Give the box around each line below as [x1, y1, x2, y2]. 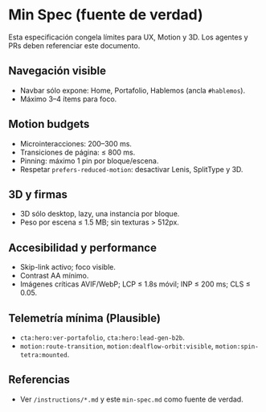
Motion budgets [8, 117, 90, 131]
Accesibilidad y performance [8, 241, 157, 254]
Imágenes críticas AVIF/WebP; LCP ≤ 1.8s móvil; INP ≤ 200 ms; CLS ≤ [19, 279, 251, 289]
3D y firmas [8, 187, 68, 201]
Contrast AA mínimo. [19, 271, 89, 281]
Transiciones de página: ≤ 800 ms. [19, 147, 136, 157]
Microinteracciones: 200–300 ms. [19, 138, 133, 148]
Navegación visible [8, 64, 107, 78]
